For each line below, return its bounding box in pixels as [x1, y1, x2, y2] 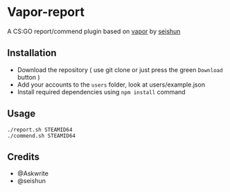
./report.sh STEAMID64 [7, 126, 73, 133]
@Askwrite [17, 169, 48, 177]
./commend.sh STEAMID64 [7, 132, 76, 139]
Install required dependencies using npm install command [17, 87, 186, 96]
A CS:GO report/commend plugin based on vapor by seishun [7, 27, 181, 35]
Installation [7, 47, 57, 59]
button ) [17, 73, 40, 81]
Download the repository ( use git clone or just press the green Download [17, 65, 223, 73]
